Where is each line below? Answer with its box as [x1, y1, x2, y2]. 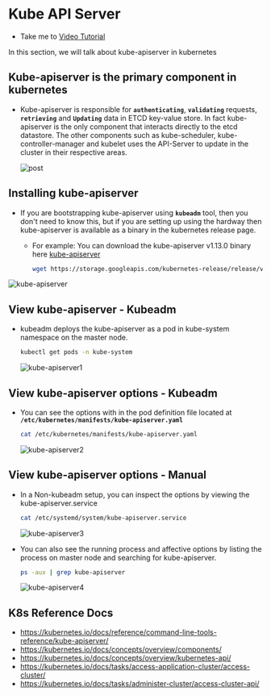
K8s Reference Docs [8, 606, 114, 619]
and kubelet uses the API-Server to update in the [85, 139, 248, 148]
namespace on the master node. [19, 332, 128, 343]
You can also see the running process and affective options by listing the [19, 544, 262, 553]
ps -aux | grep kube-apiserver [19, 568, 126, 577]
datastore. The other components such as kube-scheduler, [19, 130, 216, 140]
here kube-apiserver [31, 249, 101, 259]
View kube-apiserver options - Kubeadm [8, 386, 218, 400]
